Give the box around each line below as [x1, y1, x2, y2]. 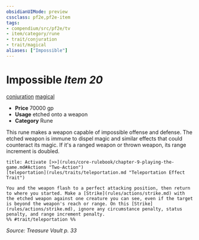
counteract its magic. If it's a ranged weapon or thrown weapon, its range [6, 141, 186, 148]
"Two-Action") [48, 164, 84, 170]
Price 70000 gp [14, 104, 54, 111]
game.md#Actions [6, 164, 46, 170]
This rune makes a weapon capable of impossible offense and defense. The [6, 129, 192, 136]
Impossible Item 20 [6, 73, 103, 86]
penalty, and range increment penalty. [6, 211, 105, 217]
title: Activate [6, 159, 46, 165]
